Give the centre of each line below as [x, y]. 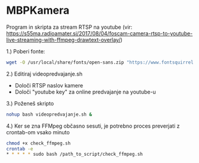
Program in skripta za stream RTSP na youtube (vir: [69, 27]
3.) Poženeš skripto [30, 103]
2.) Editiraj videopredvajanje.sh [44, 74]
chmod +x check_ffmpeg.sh [38, 143]
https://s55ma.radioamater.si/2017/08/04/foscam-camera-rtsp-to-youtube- [99, 33]
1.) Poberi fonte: [26, 51]
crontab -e [20, 149]
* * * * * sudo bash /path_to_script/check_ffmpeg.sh [75, 154]
